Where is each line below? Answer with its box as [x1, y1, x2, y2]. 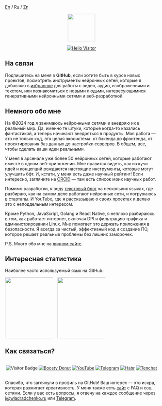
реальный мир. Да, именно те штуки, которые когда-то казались [5, 125, 141, 131]
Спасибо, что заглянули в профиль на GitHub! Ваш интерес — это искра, [5, 380, 156, 386]
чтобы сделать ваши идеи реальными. [5, 146, 85, 152]
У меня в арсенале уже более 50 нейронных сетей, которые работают [5, 155, 152, 161]
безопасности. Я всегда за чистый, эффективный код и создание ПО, [5, 226, 149, 232]
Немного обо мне [5, 107, 62, 116]
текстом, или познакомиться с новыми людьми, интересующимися [5, 88, 146, 94]
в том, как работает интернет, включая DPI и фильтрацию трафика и [5, 215, 147, 221]
